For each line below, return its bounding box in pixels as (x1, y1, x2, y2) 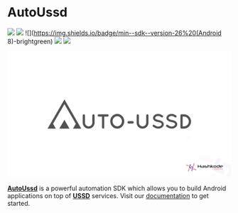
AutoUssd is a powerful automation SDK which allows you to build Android (7, 184, 227, 192)
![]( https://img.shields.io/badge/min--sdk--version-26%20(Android (24, 28, 222, 37)
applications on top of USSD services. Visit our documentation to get (7, 192, 210, 200)
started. (7, 200, 31, 208)
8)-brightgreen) (7, 37, 53, 45)
